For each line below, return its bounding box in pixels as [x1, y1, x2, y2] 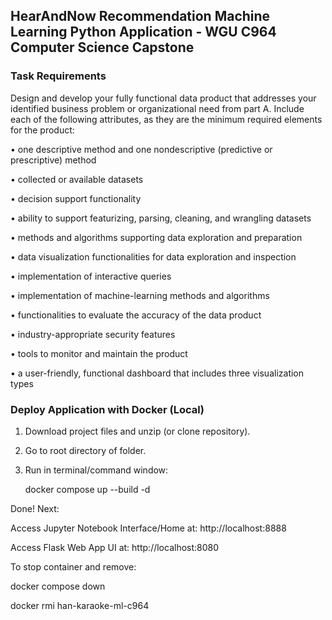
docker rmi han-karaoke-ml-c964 [10, 599, 150, 611]
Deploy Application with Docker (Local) [10, 402, 205, 416]
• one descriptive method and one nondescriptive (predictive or [10, 143, 273, 155]
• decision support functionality [10, 192, 142, 204]
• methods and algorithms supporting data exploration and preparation [10, 231, 303, 243]
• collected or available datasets [10, 173, 144, 185]
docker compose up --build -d [24, 483, 151, 495]
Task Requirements [10, 69, 107, 83]
